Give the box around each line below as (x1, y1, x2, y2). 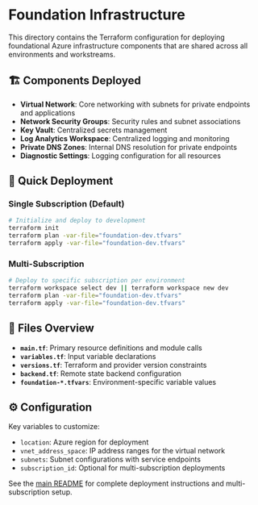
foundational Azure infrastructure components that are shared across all (8, 40, 248, 50)
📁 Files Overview (8, 321, 94, 336)
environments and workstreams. (8, 49, 115, 59)
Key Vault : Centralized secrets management (19, 125, 168, 135)
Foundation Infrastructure (8, 6, 185, 24)
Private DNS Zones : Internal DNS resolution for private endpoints (19, 142, 238, 152)
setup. (51, 487, 73, 497)
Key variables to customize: (8, 422, 100, 432)
